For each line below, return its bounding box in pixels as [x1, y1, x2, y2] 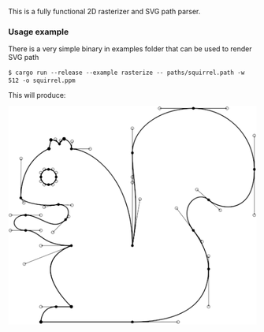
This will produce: [8, 91, 66, 100]
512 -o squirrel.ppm [8, 76, 76, 85]
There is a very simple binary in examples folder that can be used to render [8, 44, 252, 54]
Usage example [8, 26, 69, 37]
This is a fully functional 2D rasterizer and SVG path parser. [8, 7, 201, 16]
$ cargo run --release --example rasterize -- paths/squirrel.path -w [8, 69, 245, 77]
